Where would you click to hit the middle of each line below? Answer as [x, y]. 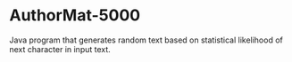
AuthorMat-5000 [75, 15]
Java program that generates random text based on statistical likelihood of [146, 40]
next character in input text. [60, 49]
